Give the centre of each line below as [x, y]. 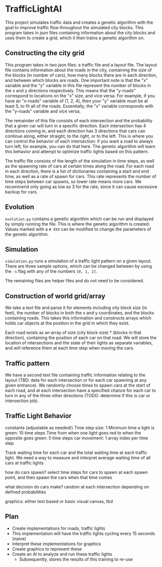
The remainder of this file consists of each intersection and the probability [79, 120]
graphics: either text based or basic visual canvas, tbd [59, 501]
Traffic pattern [27, 363]
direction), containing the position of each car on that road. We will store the [81, 338]
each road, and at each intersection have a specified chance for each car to [81, 390]
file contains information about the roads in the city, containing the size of [79, 70]
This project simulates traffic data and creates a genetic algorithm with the [79, 22]
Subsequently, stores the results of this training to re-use [76, 559]
